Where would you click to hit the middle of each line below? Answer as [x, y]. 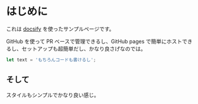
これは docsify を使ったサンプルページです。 [60, 29]
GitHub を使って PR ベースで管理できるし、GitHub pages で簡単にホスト [94, 41]
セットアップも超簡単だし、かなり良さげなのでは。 [84, 48]
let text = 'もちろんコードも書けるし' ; [51, 60]
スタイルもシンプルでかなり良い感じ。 [53, 95]
